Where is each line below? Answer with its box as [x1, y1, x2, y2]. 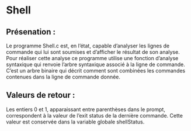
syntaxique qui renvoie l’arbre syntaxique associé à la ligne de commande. [6, 61, 186, 68]
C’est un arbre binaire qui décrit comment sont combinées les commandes [6, 67, 186, 74]
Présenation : [6, 27, 56, 37]
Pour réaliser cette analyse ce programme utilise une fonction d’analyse [6, 55, 179, 61]
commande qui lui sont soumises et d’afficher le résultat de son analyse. [6, 49, 180, 56]
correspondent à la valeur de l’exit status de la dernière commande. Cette [6, 112, 183, 119]
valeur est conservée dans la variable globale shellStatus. [6, 118, 145, 125]
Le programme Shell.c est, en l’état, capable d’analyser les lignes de [6, 42, 170, 49]
